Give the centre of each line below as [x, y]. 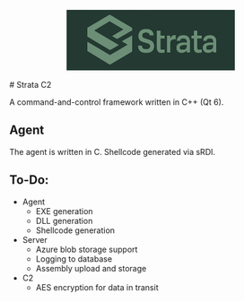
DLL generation [64, 220]
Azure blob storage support [87, 249]
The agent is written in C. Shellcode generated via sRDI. [113, 151]
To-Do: [29, 180]
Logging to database [74, 259]
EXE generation [64, 211]
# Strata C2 [30, 85]
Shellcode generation [75, 230]
